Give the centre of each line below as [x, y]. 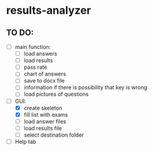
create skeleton [43, 108]
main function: [33, 47]
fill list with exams [46, 114]
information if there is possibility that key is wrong [85, 87]
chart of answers [45, 74]
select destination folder [54, 135]
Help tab [25, 141]
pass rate [35, 67]
